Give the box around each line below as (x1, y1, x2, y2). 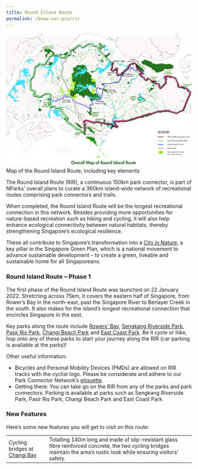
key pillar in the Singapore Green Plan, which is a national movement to (6, 245, 179, 253)
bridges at (8, 445, 34, 453)
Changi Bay (8, 451, 37, 459)
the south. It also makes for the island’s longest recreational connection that (6, 305, 190, 312)
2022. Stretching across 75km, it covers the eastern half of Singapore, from (6, 292, 190, 299)
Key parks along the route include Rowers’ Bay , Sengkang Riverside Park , (6, 322, 184, 329)
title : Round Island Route (6, 9, 72, 15)
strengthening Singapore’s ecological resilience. (6, 227, 123, 235)
